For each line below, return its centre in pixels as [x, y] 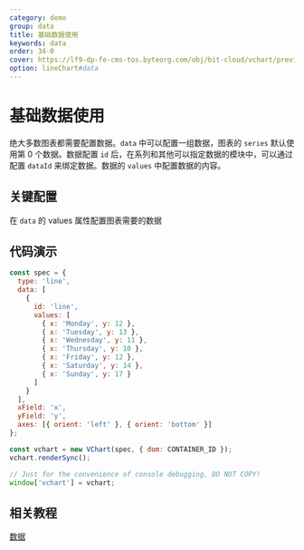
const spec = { [38, 273]
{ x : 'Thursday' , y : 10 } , [93, 349]
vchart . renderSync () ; [50, 458]
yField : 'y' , [42, 416]
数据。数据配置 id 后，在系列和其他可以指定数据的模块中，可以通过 [167, 154]
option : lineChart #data [54, 69]
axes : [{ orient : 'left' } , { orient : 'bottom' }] [115, 425]
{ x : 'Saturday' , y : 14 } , [93, 366]
